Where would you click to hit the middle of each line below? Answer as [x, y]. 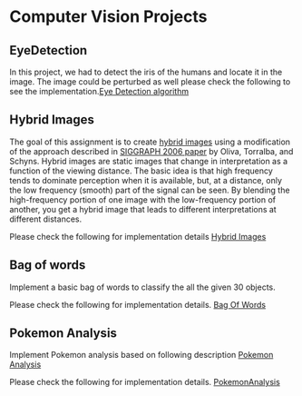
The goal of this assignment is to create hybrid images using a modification [150, 142]
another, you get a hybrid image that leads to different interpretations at [143, 209]
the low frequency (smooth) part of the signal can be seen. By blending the [150, 190]
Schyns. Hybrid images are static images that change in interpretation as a [149, 161]
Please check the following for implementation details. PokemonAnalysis [145, 382]
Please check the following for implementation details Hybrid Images [138, 236]
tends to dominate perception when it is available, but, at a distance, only [146, 180]
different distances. [46, 219]
